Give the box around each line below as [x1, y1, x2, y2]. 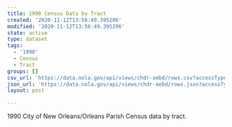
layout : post [7, 87, 45, 94]
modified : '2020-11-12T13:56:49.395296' [7, 23, 126, 30]
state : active [7, 29, 48, 37]
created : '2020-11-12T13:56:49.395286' [7, 17, 122, 23]
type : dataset [7, 36, 48, 43]
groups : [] [7, 68, 39, 75]
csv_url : [7, 74, 32, 81]
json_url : [7, 81, 36, 88]
